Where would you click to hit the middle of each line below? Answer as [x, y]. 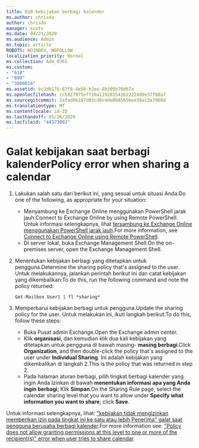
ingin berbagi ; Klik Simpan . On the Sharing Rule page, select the [102, 389]
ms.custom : [20, 67]
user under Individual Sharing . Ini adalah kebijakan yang [93, 358]
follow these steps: [38, 321]
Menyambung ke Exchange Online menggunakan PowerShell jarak [105, 211]
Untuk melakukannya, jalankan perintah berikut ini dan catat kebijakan [100, 274]
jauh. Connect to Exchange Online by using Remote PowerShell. [101, 218]
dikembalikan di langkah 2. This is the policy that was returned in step [108, 364]
